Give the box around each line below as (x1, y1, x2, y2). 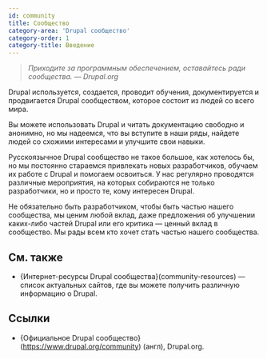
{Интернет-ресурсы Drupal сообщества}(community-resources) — (19, 271, 245, 281)
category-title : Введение (8, 42, 94, 50)
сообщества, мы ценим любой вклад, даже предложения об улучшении (8, 210, 256, 220)
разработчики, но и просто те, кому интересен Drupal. (8, 186, 195, 196)
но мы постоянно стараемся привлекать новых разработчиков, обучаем (8, 161, 258, 170)
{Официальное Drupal (19, 333, 94, 342)
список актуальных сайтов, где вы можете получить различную (19, 280, 240, 289)
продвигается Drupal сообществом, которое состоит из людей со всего (8, 96, 254, 106)
